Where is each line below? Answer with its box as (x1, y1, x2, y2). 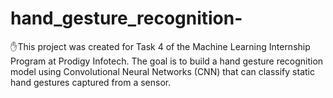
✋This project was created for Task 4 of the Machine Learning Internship (10, 40, 311, 52)
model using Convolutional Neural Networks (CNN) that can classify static (10, 65, 315, 77)
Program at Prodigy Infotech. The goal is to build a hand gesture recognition (10, 55, 324, 67)
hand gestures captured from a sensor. (10, 76, 172, 88)
